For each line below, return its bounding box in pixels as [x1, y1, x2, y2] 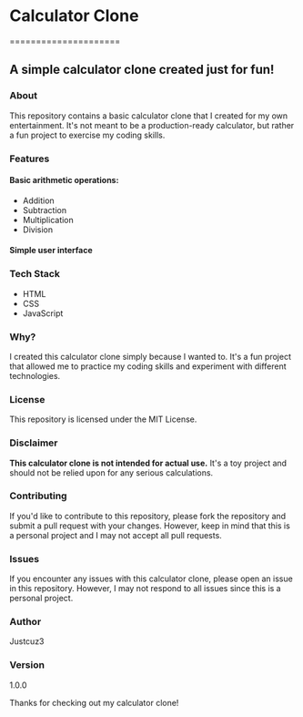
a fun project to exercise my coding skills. [9, 129, 166, 140]
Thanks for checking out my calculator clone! [9, 697, 179, 708]
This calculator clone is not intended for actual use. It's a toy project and [9, 457, 288, 468]
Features [9, 152, 50, 165]
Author [9, 616, 42, 629]
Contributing [9, 489, 67, 502]
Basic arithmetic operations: [9, 175, 119, 186]
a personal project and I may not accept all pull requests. [9, 529, 223, 540]
